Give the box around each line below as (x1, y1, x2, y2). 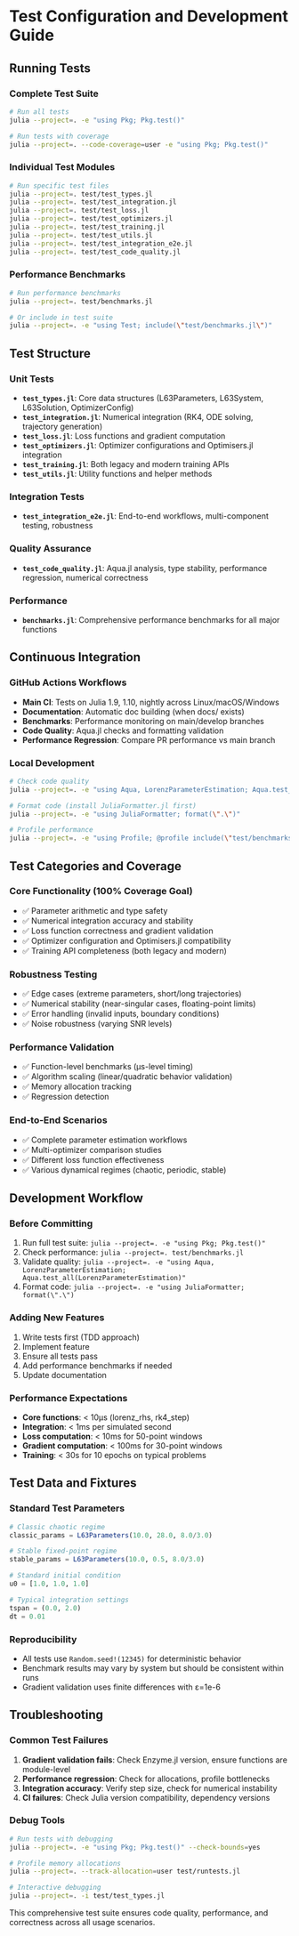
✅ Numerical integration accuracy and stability (21, 915, 194, 926)
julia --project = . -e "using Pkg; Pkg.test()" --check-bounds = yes (9, 1843, 261, 1851)
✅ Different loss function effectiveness (21, 1154, 165, 1165)
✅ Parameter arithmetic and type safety (21, 905, 168, 916)
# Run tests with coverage (9, 132, 109, 141)
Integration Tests (9, 490, 85, 503)
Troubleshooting (9, 1707, 104, 1722)
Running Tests (9, 60, 91, 76)
